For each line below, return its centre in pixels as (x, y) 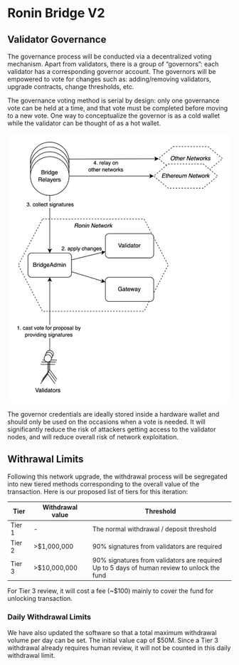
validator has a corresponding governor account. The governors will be (112, 72)
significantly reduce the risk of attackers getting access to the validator (112, 429)
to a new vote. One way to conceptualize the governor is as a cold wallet (114, 116)
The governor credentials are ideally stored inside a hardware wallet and (113, 414)
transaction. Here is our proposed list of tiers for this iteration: (98, 491)
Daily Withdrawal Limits (49, 617)
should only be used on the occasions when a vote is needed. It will (107, 421)
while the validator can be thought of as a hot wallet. (84, 123)
